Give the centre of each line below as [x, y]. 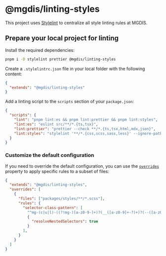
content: [14, 74]
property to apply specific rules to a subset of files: [57, 171]
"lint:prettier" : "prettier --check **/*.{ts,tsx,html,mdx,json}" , [85, 129]
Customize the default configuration [50, 155]
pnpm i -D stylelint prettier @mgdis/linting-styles [61, 59]
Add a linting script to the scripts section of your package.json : [70, 102]
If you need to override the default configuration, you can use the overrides [82, 166]
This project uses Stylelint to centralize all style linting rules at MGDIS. [76, 23]
